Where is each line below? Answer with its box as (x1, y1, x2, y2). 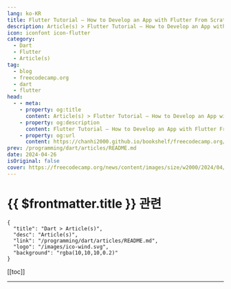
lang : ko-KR (7, 10, 41, 17)
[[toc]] (7, 267, 25, 276)
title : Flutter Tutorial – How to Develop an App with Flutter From (7, 17, 208, 23)
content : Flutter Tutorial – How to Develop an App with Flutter (25, 126, 217, 132)
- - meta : (13, 100, 41, 107)
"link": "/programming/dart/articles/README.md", (13, 237, 158, 244)
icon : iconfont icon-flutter (7, 29, 91, 37)
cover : (7, 163, 26, 171)
